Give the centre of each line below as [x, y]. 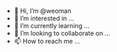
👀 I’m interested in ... [44, 18]
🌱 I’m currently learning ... [52, 26]
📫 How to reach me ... [47, 41]
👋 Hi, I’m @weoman [43, 11]
